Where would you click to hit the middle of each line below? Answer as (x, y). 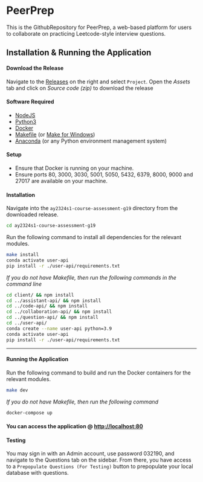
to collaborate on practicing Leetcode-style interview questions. (86, 33)
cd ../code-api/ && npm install (47, 306)
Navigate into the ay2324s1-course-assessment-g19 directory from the (92, 208)
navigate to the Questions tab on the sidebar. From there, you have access (99, 460)
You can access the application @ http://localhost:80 (75, 426)
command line (24, 284)
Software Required (30, 102)
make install (23, 255)
